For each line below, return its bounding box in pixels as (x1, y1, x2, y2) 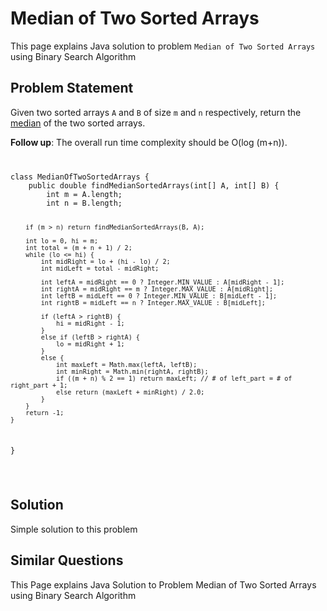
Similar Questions (10, 552, 124, 569)
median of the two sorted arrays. (10, 117, 146, 129)
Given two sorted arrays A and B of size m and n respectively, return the (10, 106, 302, 118)
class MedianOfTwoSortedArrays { (10, 172, 150, 182)
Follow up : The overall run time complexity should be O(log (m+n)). (10, 136, 288, 148)
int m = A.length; (46, 189, 123, 199)
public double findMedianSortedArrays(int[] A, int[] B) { (28, 180, 280, 191)
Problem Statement (10, 80, 134, 97)
